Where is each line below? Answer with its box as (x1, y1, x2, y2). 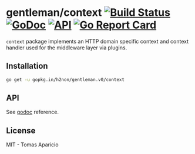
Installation (6, 61, 48, 71)
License (6, 125, 36, 135)
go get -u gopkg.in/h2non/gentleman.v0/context (6, 76, 125, 82)
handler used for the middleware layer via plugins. (6, 44, 127, 51)
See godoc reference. (6, 109, 59, 116)
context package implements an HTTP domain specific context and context (6, 38, 189, 45)
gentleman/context (6, 6, 102, 19)
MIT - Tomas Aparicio (6, 141, 59, 148)
